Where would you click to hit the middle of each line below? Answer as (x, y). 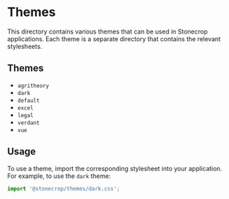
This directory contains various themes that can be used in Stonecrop (108, 31)
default (28, 101)
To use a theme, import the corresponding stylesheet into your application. (114, 168)
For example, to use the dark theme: (59, 176)
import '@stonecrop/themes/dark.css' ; (64, 189)
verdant (28, 123)
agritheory (33, 86)
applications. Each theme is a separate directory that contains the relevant (114, 38)
